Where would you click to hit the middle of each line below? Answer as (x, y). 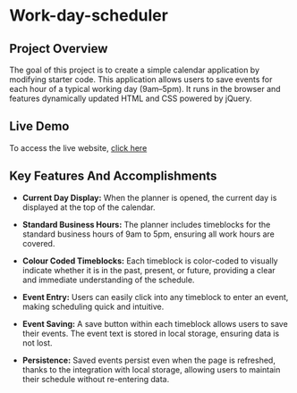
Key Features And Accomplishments (113, 176)
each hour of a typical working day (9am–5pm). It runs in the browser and (145, 89)
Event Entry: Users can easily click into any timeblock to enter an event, (155, 297)
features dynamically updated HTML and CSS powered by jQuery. (131, 98)
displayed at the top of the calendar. (89, 207)
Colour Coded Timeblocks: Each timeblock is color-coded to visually (150, 261)
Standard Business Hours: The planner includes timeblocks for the (146, 224)
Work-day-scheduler (89, 16)
